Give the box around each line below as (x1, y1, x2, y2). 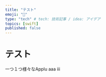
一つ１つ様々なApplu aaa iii (5, 66, 61, 72)
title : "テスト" (5, 7, 36, 12)
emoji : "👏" (5, 12, 28, 17)
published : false (5, 26, 41, 31)
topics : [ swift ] (5, 21, 38, 26)
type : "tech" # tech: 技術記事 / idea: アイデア (5, 16, 101, 21)
